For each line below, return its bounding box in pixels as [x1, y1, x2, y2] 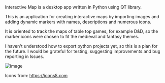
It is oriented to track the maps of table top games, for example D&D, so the [5, 28, 159, 34]
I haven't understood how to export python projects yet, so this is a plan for [5, 43, 158, 49]
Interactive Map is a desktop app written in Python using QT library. [5, 4, 142, 10]
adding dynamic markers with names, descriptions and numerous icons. [5, 19, 152, 25]
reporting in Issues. [5, 54, 44, 59]
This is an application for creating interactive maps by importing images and [5, 14, 159, 19]
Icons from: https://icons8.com [5, 73, 68, 78]
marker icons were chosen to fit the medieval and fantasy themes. [5, 34, 139, 39]
